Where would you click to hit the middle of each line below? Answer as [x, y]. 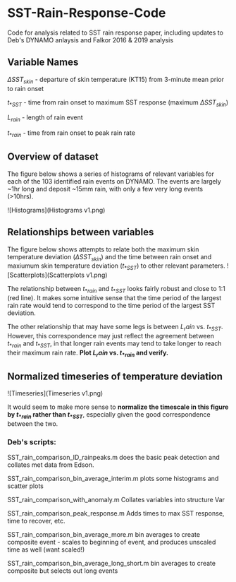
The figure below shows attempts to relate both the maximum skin [103, 249]
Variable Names [43, 63]
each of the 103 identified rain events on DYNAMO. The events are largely [114, 181]
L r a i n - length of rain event [45, 118]
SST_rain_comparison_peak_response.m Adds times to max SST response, [116, 513]
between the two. [33, 423]
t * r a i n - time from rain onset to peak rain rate [72, 133]
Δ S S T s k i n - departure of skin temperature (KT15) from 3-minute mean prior [116, 80]
